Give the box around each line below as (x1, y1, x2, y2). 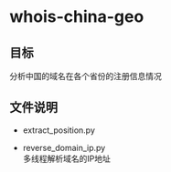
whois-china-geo (9, 6, 144, 27)
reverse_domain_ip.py (22, 142, 106, 153)
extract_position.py (22, 125, 96, 136)
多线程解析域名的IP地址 (22, 153, 112, 164)
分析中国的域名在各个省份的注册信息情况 (9, 71, 162, 81)
